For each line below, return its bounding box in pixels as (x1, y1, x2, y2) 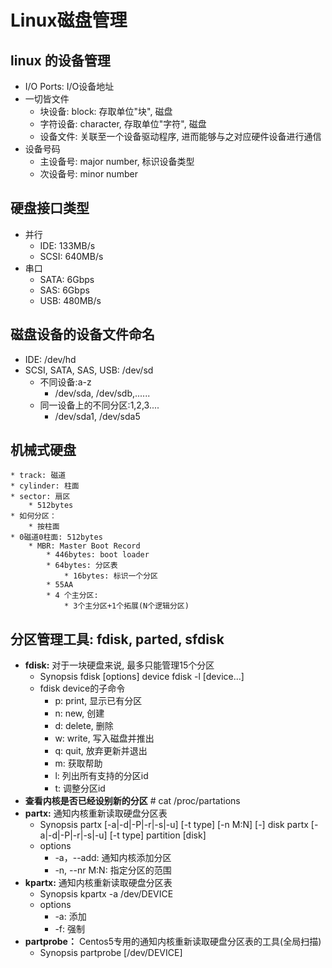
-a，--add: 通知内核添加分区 (54, 852, 172, 864)
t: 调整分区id (54, 782, 106, 795)
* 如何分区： (10, 511, 57, 521)
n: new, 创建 (54, 707, 105, 720)
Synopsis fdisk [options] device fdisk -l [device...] (39, 671, 245, 683)
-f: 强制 (54, 923, 85, 935)
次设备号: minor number (39, 168, 138, 180)
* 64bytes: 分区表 (46, 561, 118, 571)
